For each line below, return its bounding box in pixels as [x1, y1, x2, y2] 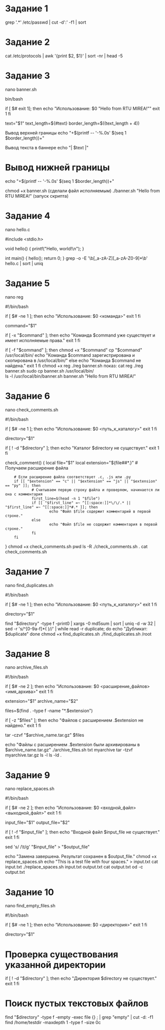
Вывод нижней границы [5, 162, 110, 173]
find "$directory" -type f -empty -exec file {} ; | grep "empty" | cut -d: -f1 [5, 1014, 154, 1020]
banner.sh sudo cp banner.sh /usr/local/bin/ [5, 368, 94, 374]
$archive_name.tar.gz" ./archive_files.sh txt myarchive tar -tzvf [5, 747, 133, 753]
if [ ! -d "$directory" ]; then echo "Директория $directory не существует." [5, 975, 157, 981]
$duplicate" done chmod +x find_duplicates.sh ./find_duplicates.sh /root [5, 631, 152, 637]
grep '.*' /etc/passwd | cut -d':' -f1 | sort [5, 19, 86, 25]
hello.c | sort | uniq [5, 260, 43, 266]
